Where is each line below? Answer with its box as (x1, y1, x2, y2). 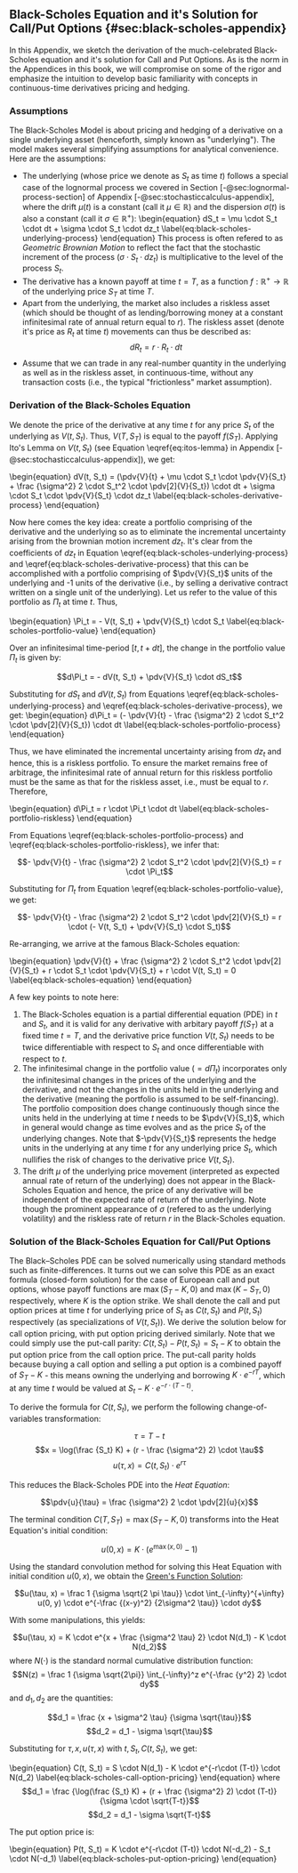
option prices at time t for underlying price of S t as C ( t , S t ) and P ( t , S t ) (9, 1305, 262, 1318)
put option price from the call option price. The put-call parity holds (9, 1349, 256, 1360)
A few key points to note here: (9, 992, 119, 1003)
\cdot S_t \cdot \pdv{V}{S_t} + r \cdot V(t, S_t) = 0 (52, 965, 237, 976)
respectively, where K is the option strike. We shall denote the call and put (9, 1296, 280, 1306)
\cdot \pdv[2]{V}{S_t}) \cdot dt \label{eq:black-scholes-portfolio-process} (9, 719, 281, 730)
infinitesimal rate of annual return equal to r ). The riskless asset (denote (21, 316, 285, 327)
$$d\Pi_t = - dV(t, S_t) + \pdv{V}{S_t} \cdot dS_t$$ (56, 672, 243, 682)
